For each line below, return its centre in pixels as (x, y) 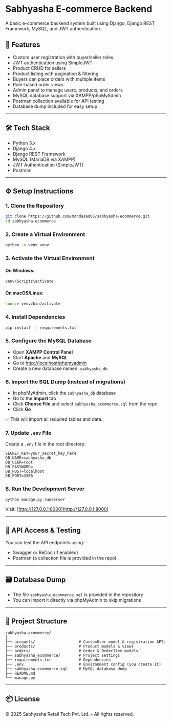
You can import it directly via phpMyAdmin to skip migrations (77, 600)
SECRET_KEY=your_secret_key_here (41, 453)
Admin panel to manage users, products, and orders (68, 90)
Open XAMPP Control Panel (43, 352)
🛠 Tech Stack (28, 128)
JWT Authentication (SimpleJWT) (48, 164)
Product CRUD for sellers (39, 68)
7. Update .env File (28, 433)
